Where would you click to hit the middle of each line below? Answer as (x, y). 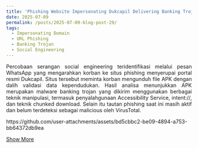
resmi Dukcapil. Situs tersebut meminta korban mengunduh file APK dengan (99, 79)
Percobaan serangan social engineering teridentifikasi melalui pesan (99, 66)
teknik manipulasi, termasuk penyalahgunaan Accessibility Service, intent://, (99, 97)
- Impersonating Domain (40, 33)
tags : (13, 28)
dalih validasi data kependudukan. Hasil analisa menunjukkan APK (99, 85)
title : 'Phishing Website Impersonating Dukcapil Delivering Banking (93, 11)
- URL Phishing (30, 39)
